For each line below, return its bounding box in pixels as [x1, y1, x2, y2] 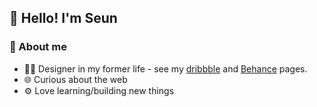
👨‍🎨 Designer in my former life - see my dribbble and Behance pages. [23, 62, 308, 75]
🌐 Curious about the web [23, 73, 128, 85]
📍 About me [9, 40, 67, 54]
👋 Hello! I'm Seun [9, 10, 118, 27]
